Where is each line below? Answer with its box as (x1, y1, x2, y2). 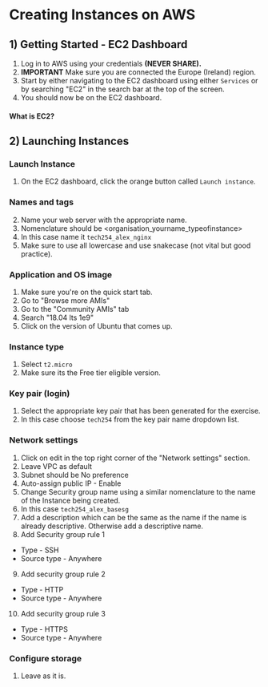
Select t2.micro (20, 359, 73, 370)
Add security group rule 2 (20, 569, 106, 579)
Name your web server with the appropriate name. (20, 215, 187, 224)
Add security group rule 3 (20, 608, 106, 618)
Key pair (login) (9, 388, 70, 399)
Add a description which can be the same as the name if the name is (20, 512, 247, 522)
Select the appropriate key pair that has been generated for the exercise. (20, 406, 261, 416)
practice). (20, 249, 53, 258)
